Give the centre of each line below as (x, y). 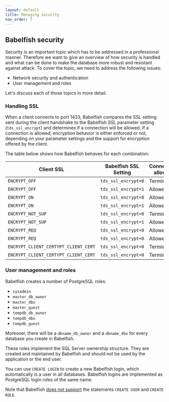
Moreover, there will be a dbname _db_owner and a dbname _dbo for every (77, 333)
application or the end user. (34, 359)
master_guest (26, 307)
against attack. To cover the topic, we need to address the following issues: (83, 68)
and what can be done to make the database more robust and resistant (79, 63)
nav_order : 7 (19, 19)
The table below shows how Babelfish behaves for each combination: (77, 154)
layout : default (22, 10)
